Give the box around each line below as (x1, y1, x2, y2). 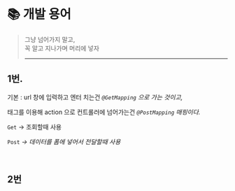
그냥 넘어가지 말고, (24, 35, 76, 43)
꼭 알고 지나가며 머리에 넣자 (24, 43, 100, 52)
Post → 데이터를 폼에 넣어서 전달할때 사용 (7, 137, 121, 146)
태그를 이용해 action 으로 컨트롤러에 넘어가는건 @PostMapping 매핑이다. (7, 108, 201, 116)
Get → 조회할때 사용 (7, 122, 62, 131)
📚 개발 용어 (7, 6, 71, 22)
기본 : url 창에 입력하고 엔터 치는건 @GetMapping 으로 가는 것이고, (7, 92, 183, 101)
